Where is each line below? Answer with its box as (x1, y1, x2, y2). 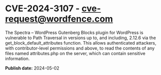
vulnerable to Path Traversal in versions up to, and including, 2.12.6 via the (5, 35, 157, 41)
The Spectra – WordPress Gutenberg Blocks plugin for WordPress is (5, 29, 144, 35)
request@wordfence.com (5, 13, 113, 25)
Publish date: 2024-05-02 (5, 65, 60, 71)
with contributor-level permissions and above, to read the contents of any (5, 45, 155, 51)
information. (5, 55, 30, 61)
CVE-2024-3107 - (5, 3, 80, 14)
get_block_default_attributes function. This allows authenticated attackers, (5, 40, 157, 46)
